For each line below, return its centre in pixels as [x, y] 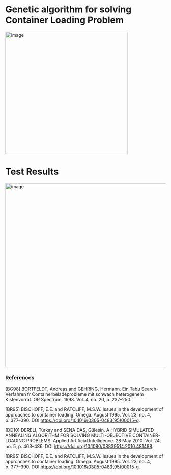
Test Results [32, 172]
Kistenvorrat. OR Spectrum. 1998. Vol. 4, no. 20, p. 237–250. [68, 400]
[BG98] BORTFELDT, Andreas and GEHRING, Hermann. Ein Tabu [73, 389]
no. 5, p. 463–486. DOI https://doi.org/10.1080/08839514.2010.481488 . [79, 447]
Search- [150, 389]
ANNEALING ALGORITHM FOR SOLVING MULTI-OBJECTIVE [68, 435]
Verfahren [16, 394]
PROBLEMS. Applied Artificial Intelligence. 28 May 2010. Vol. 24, [94, 441]
